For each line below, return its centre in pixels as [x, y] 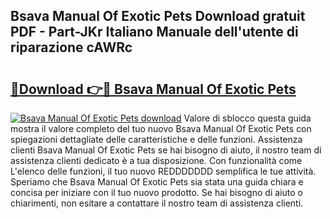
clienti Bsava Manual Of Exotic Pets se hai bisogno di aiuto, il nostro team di [166, 150]
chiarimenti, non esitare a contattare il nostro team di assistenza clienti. [157, 203]
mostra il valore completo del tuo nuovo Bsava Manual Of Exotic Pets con [161, 128]
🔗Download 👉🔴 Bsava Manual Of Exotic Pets [153, 89]
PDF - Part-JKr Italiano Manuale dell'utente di [154, 32]
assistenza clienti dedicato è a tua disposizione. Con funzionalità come [156, 160]
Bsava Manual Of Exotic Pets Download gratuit [158, 16]
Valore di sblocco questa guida [247, 118]
